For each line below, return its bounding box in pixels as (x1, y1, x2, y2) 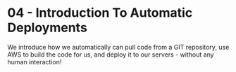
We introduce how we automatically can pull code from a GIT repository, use (7, 43, 230, 51)
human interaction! (7, 57, 62, 66)
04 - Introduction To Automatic (7, 5, 193, 21)
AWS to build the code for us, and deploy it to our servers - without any (7, 50, 214, 59)
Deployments (7, 20, 88, 36)
